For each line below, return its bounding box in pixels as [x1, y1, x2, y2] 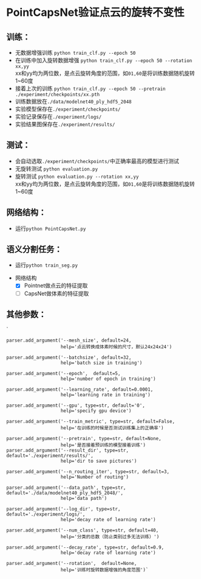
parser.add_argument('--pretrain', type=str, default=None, [6, 436, 162, 442]
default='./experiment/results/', [6, 453, 94, 459]
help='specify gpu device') [60, 408, 132, 414]
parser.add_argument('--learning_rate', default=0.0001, [6, 387, 154, 393]
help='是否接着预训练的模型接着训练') [60, 442, 146, 448]
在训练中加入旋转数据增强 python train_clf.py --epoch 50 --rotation [15, 57, 192, 64]
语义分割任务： [6, 244, 63, 254]
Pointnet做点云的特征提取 [24, 282, 88, 289]
